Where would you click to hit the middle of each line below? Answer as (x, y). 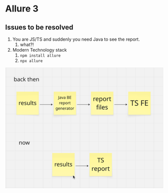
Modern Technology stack (40, 50)
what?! (27, 45)
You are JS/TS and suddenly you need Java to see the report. (76, 39)
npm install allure (40, 56)
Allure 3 (22, 9)
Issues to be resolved (39, 27)
